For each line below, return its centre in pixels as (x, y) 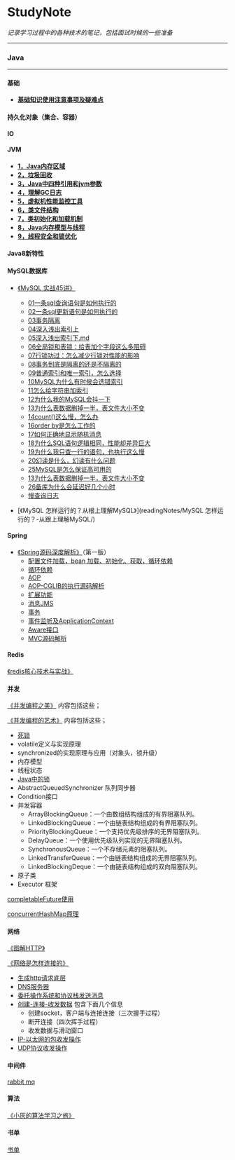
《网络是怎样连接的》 (38, 963)
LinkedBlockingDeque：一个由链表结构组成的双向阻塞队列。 (114, 867)
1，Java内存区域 (41, 166)
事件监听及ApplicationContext (71, 620)
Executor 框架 (37, 885)
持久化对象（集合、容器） (44, 117)
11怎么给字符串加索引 (58, 390)
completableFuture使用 (41, 899)
